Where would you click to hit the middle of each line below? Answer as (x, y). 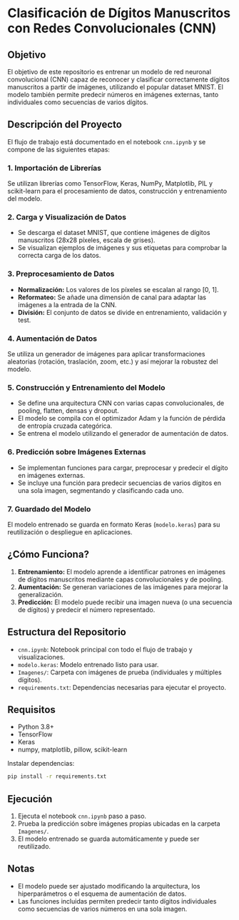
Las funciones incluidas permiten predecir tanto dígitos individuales (117, 901)
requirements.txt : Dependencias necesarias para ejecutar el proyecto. (122, 687)
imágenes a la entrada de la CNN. (67, 304)
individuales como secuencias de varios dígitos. (78, 102)
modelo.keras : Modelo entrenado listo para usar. (88, 664)
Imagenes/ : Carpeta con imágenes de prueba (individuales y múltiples (120, 672)
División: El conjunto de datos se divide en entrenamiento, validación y (122, 312)
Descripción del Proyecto (65, 125)
